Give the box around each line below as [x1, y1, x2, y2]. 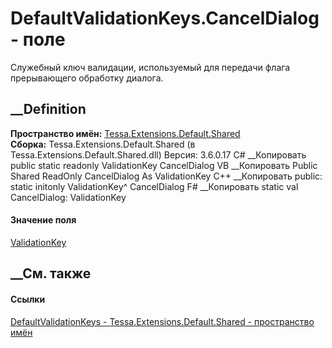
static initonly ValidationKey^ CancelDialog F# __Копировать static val [10, 180, 299, 192]
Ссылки [10, 293, 46, 305]
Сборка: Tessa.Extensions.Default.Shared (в [10, 138, 196, 150]
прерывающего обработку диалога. [10, 72, 164, 84]
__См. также [10, 265, 92, 282]
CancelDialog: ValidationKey [10, 191, 127, 203]
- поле [10, 28, 66, 51]
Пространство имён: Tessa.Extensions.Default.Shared [10, 127, 241, 139]
